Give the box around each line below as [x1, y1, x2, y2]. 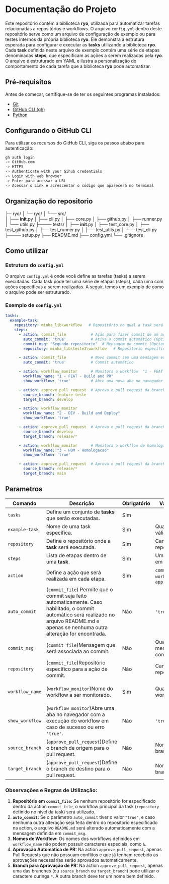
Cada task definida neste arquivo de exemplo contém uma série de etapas [5, 47, 160, 53]
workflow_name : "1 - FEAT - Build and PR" [23, 374, 114, 379]
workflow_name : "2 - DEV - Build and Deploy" [23, 410, 121, 416]
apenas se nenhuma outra [46, 623, 108, 631]
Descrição [69, 500, 95, 507]
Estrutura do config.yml [5, 262, 64, 269]
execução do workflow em [46, 717, 109, 724]
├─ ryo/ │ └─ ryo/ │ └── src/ [5, 211, 66, 217]
